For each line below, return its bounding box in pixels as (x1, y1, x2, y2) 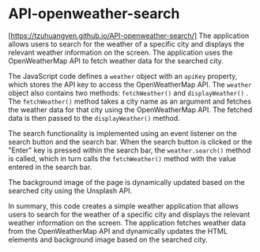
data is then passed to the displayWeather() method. (8, 113, 180, 122)
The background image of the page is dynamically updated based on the (8, 177, 245, 186)
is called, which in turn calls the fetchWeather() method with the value (8, 153, 237, 163)
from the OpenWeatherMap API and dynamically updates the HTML (8, 226, 228, 235)
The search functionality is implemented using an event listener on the (8, 128, 237, 138)
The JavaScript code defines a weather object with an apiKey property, (8, 71, 238, 81)
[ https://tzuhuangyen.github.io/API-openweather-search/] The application (8, 31, 250, 40)
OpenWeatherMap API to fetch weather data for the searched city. (8, 56, 224, 66)
